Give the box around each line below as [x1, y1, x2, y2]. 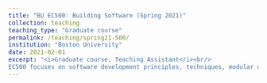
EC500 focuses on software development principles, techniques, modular [8, 63, 254, 71]
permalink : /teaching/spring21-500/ [8, 33, 130, 42]
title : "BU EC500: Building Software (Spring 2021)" [8, 11, 187, 20]
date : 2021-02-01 [8, 48, 66, 56]
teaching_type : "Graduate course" [8, 26, 123, 34]
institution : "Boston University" [8, 41, 123, 49]
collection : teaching [8, 19, 80, 27]
